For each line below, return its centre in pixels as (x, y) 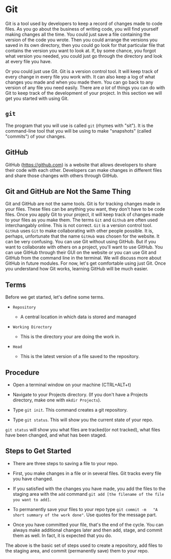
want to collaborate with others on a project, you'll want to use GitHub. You (84, 247)
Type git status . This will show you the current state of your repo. (83, 420)
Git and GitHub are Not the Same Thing (68, 192)
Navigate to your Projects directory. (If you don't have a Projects (80, 395)
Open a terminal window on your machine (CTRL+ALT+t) (72, 385)
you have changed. (33, 478)
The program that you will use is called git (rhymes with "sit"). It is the (79, 125)
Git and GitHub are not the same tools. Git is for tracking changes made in (83, 204)
